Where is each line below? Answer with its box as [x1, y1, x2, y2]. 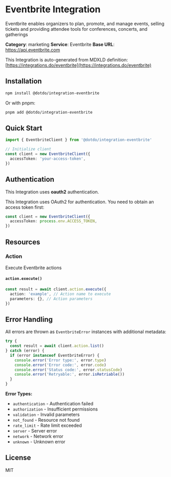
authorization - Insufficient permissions [12, 406, 98, 413]
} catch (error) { [5, 348, 45, 354]
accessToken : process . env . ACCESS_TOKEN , [10, 219, 97, 224]
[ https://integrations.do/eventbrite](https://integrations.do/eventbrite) [5, 62, 152, 68]
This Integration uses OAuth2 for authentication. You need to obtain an [5, 199, 155, 205]
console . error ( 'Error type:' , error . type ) [14, 357, 106, 363]
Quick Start [5, 124, 42, 133]
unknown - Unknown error [12, 439, 66, 445]
